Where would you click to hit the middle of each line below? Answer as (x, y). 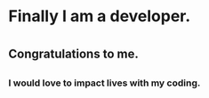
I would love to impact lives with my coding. (104, 83)
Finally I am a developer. (100, 16)
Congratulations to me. (73, 54)
